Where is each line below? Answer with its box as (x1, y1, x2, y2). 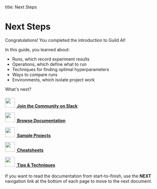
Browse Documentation (17, 118, 66, 124)
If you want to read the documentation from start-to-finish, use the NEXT (5, 173, 152, 179)
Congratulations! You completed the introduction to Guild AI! (5, 37, 125, 43)
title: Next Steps (5, 4, 37, 10)
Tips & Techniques (17, 162, 55, 168)
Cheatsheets (17, 147, 44, 153)
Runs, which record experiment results (12, 56, 90, 62)
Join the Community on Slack (17, 103, 78, 109)
